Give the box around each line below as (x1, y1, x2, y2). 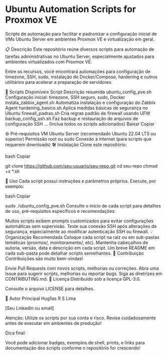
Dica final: (5, 330, 26, 336)
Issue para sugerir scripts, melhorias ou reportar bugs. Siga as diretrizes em (5, 270, 162, 277)
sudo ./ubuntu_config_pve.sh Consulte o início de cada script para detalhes (5, 202, 161, 209)
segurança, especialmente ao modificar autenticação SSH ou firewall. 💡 (5, 228, 154, 234)
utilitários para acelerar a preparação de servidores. (5, 79, 113, 85)
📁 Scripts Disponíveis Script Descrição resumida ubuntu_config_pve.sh (5, 89, 152, 95)
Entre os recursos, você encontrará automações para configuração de (5, 68, 150, 74)
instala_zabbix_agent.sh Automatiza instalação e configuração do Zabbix (5, 99, 156, 105)
